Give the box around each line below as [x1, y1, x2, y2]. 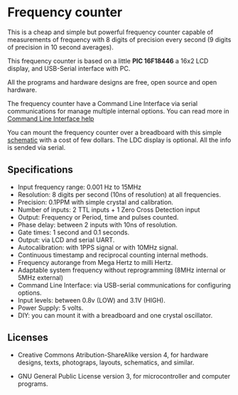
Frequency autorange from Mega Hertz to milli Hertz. [17, 258, 173, 266]
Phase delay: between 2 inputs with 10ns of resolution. [17, 220, 178, 229]
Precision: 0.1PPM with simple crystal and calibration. [17, 197, 174, 206]
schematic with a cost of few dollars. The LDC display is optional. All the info [7, 136, 232, 144]
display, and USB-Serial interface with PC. [7, 64, 131, 72]
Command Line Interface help [7, 114, 94, 123]
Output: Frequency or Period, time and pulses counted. [17, 212, 179, 221]
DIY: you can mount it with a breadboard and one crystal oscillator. [17, 310, 213, 320]
